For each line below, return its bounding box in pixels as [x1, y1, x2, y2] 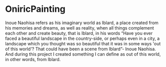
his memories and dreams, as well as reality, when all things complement [5, 25, 155, 31]
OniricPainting [5, 3, 66, 15]
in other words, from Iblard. [5, 56, 61, 62]
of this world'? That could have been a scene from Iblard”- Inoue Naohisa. [5, 46, 156, 52]
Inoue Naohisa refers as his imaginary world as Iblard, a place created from [5, 20, 159, 26]
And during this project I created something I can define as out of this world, [5, 51, 161, 57]
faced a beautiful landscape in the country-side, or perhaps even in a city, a [5, 35, 160, 41]
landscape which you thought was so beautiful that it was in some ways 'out [5, 40, 161, 46]
